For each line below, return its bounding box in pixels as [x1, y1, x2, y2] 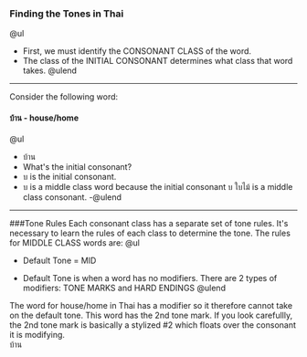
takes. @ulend [22, 65, 78, 76]
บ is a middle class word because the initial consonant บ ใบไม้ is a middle [22, 181, 293, 192]
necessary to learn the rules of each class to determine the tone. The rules [9, 227, 291, 238]
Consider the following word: [9, 91, 119, 102]
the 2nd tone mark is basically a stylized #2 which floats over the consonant [9, 319, 297, 331]
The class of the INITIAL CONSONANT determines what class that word [22, 56, 293, 67]
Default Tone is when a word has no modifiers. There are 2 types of [22, 272, 278, 283]
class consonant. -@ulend [22, 191, 122, 203]
